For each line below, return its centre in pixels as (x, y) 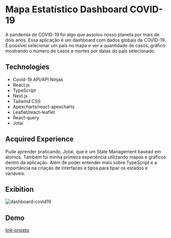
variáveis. (15, 173)
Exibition (20, 189)
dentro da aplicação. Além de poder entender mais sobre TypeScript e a (81, 162)
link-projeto (17, 230)
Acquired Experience (40, 139)
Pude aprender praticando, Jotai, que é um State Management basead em (83, 151)
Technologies (28, 67)
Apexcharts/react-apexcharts (44, 107)
